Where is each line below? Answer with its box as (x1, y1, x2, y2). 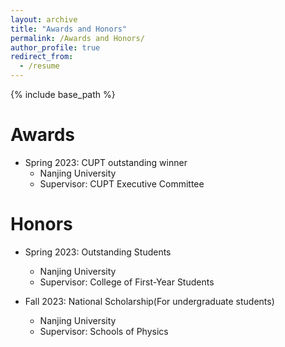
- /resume (19, 61, 60, 71)
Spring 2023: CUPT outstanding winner (24, 156, 188, 168)
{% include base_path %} (10, 89, 116, 100)
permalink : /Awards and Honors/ (10, 33, 145, 43)
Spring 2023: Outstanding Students (24, 246, 172, 258)
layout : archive (10, 14, 78, 25)
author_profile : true (10, 42, 101, 53)
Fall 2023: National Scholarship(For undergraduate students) (24, 295, 275, 307)
